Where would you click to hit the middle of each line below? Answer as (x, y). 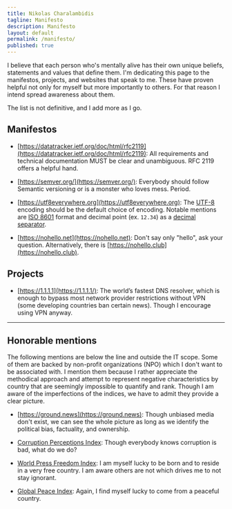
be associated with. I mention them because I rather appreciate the (103, 372)
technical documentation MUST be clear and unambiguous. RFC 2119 (116, 161)
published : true (30, 46)
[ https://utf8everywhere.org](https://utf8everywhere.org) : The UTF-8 (116, 202)
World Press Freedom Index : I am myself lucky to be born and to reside (118, 463)
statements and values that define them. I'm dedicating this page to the (108, 72)
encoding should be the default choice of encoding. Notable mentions (117, 209)
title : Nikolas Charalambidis (51, 13)
